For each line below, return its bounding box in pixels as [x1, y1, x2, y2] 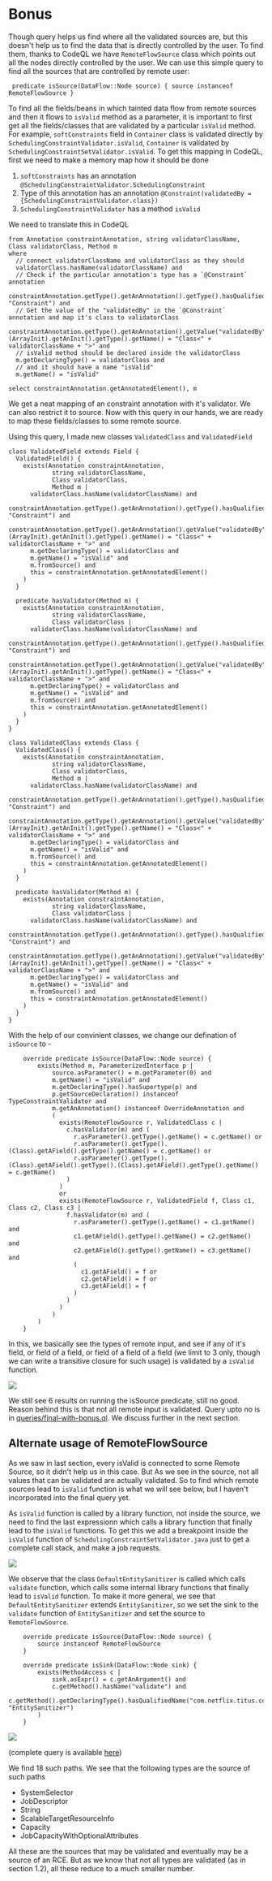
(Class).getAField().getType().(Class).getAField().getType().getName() [8, 1161, 259, 1170]
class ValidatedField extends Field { [8, 448, 139, 456]
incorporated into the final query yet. [8, 1492, 131, 1503]
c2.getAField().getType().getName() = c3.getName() [73, 1246, 252, 1255]
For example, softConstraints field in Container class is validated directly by [8, 129, 263, 139]
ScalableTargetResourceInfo [19, 1813, 115, 1823]
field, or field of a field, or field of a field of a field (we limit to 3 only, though [8, 1347, 261, 1357]
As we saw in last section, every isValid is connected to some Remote [8, 1458, 240, 1468]
